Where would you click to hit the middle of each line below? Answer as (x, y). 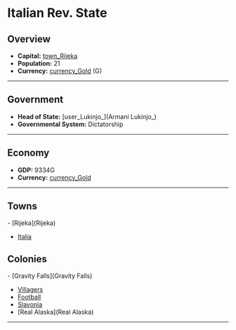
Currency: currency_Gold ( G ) (60, 71)
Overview (29, 39)
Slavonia (30, 305)
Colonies (27, 259)
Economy (28, 153)
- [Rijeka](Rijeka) (32, 223)
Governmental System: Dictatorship (70, 124)
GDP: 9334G (36, 170)
